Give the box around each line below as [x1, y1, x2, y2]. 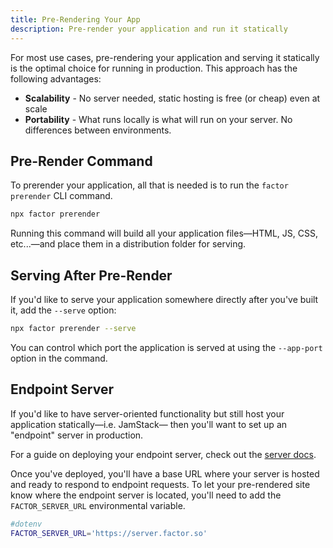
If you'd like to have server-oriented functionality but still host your [10, 407, 285, 420]
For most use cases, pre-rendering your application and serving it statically [10, 51, 320, 63]
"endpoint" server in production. [10, 429, 144, 441]
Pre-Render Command [10, 152, 153, 170]
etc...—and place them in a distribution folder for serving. [10, 238, 247, 250]
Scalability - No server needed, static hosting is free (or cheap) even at [24, 92, 321, 104]
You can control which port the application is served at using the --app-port [10, 341, 323, 353]
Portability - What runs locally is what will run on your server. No [24, 113, 293, 125]
